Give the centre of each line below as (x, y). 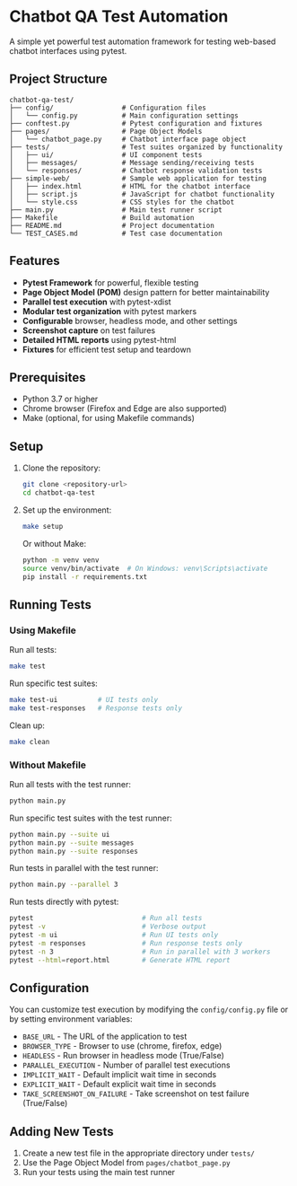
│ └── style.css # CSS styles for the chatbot (122, 202)
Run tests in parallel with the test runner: (84, 868)
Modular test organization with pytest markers (109, 311)
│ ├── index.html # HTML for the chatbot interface (130, 186)
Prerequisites (48, 378)
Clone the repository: (61, 468)
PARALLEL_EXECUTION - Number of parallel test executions (126, 1065)
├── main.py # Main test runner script (116, 210)
